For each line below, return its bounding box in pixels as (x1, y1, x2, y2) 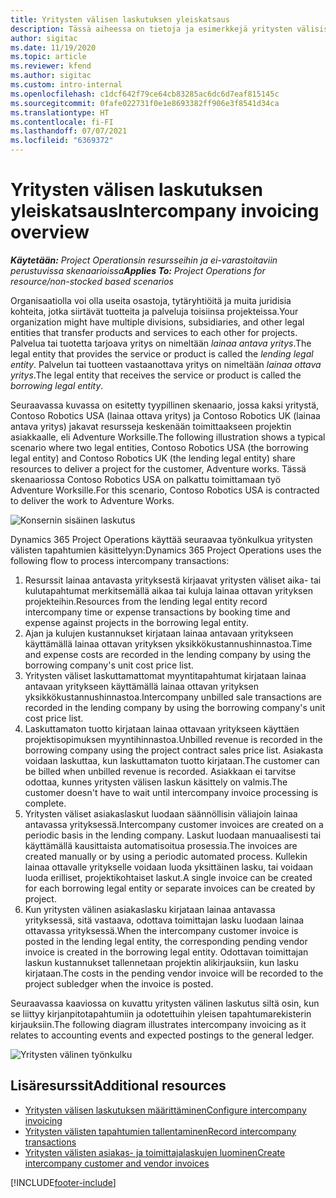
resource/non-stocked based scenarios (10, 275, 174, 287)
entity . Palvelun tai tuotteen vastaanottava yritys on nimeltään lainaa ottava (10, 358, 322, 370)
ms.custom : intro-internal (10, 80, 123, 90)
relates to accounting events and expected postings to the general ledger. (10, 1029, 315, 1041)
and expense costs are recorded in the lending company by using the (24, 648, 312, 660)
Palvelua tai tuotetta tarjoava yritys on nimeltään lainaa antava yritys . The (10, 337, 312, 349)
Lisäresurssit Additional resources (10, 1077, 227, 1095)
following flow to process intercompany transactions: (10, 554, 230, 566)
